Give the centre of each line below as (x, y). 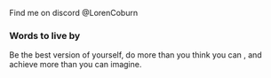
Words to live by (45, 35)
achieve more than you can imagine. (76, 65)
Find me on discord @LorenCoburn (74, 13)
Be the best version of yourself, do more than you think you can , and (135, 55)
